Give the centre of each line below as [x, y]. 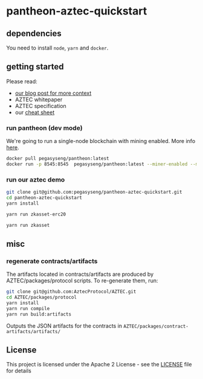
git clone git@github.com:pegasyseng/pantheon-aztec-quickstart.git [94, 192]
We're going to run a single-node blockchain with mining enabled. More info [101, 141]
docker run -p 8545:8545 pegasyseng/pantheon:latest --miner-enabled [97, 164]
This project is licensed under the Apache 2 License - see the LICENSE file [99, 365]
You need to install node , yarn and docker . [57, 48]
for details [19, 371]
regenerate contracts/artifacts [52, 261]
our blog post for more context [53, 93]
